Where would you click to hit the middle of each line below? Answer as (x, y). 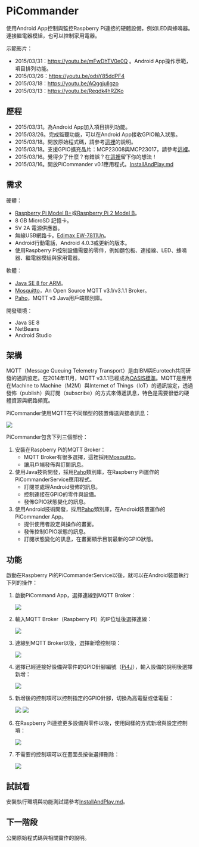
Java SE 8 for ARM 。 (41, 283)
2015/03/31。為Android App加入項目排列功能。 (73, 127)
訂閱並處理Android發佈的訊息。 (62, 487)
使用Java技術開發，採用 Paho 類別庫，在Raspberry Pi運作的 (87, 472)
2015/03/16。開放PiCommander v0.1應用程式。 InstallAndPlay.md (94, 164)
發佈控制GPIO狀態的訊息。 (56, 532)
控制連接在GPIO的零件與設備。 (61, 494)
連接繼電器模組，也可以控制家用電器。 (53, 35)
